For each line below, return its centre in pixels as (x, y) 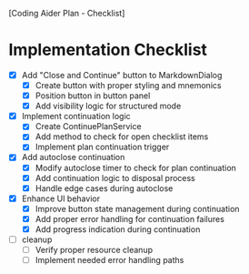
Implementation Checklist (108, 50)
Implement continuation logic (76, 117)
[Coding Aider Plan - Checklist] (67, 13)
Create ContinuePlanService (88, 127)
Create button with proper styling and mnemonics (128, 85)
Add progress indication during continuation (118, 229)
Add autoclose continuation (73, 157)
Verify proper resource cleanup (94, 250)
